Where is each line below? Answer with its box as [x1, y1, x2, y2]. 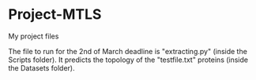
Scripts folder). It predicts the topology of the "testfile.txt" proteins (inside [8, 55, 249, 64]
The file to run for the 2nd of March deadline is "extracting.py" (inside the [8, 46, 247, 56]
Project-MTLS [8, 5, 102, 24]
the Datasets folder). [8, 63, 75, 72]
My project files [8, 31, 59, 41]
